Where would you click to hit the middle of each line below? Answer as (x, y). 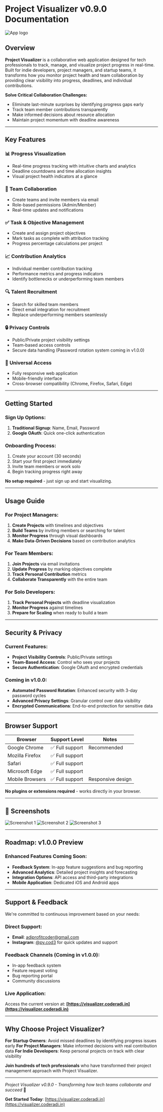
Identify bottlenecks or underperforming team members (68, 279)
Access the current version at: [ (37, 1004)
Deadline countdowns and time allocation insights (62, 171)
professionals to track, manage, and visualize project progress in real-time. (80, 65)
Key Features (25, 140)
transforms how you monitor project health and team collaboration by (74, 75)
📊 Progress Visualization (35, 154)
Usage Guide (25, 501)
